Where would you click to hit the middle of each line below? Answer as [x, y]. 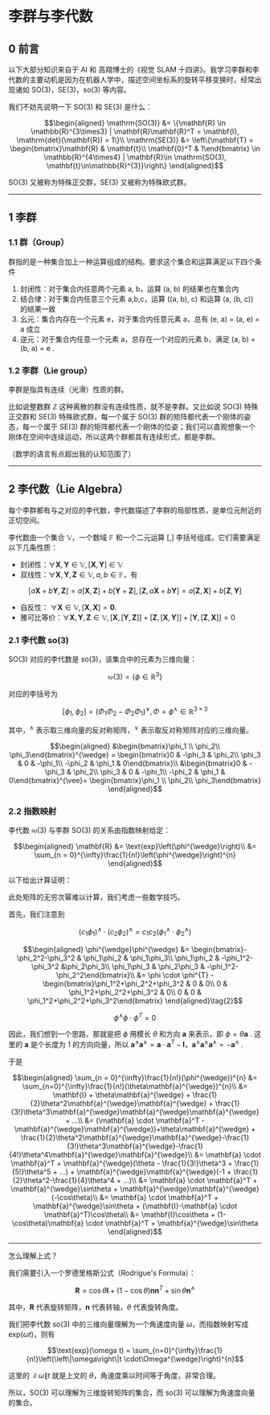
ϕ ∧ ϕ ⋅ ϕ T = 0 [135, 1017]
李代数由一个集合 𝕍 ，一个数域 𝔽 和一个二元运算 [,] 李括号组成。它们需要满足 [135, 537]
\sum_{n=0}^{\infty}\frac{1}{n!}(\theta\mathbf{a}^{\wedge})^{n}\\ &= [135, 1086]
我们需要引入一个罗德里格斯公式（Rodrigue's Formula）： [102, 1273]
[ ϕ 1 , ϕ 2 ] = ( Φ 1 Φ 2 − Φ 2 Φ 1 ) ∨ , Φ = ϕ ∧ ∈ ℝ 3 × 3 [135, 712]
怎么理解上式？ [33, 1256]
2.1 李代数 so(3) [39, 640]
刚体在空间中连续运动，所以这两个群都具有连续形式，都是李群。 [114, 436]
